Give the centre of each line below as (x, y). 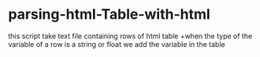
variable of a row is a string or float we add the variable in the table (117, 44)
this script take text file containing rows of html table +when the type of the (130, 36)
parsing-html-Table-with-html (109, 14)
